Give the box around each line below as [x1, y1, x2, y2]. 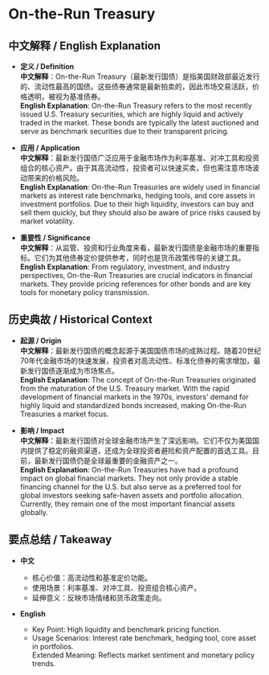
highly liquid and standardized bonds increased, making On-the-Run [19, 400, 247, 410]
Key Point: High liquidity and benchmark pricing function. [31, 624, 221, 634]
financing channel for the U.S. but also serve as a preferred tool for [19, 481, 243, 491]
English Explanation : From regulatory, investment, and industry [19, 262, 230, 272]
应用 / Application [19, 143, 80, 153]
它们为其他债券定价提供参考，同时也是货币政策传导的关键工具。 [34, 253, 246, 262]
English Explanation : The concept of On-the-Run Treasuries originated [19, 374, 256, 384]
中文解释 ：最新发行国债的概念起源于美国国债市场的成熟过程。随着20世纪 [19, 346, 262, 355]
